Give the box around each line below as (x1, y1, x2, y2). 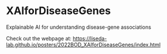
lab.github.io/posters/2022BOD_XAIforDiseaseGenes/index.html (6, 41, 161, 48)
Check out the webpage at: (6, 35, 72, 42)
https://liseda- (73, 35, 107, 42)
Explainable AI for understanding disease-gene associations (6, 23, 151, 31)
